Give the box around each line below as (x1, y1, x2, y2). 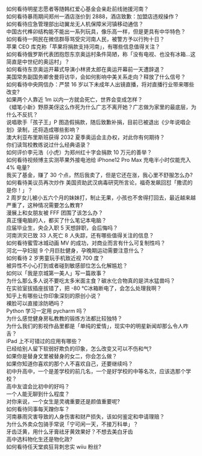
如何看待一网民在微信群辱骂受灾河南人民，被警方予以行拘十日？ (6, 36, 165, 42)
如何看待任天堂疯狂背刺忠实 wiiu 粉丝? (6, 443, 101, 450)
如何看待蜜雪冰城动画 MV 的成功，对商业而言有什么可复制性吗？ (6, 239, 166, 246)
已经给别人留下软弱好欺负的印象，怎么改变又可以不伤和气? (6, 345, 152, 352)
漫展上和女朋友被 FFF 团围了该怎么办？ (6, 209, 104, 216)
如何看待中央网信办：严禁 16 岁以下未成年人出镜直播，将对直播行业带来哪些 (6, 81, 195, 88)
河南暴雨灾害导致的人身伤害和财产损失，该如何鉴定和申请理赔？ (6, 413, 165, 420)
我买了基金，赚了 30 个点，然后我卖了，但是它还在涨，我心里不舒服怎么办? (6, 172, 193, 178)
